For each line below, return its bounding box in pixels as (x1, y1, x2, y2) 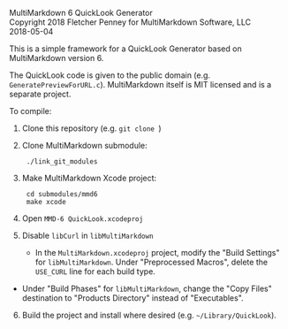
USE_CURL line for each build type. (34, 266, 156, 277)
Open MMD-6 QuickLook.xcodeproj (21, 213, 144, 224)
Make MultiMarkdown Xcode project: (21, 172, 157, 183)
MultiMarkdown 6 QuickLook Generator (9, 8, 153, 18)
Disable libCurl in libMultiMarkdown (21, 230, 154, 241)
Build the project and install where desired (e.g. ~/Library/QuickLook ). (21, 310, 277, 320)
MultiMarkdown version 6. (9, 53, 104, 63)
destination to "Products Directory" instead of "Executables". (21, 293, 245, 303)
